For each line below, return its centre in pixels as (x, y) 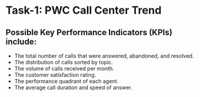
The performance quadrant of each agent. (66, 81)
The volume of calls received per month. (64, 68)
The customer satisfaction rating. (55, 75)
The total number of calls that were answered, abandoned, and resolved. (104, 56)
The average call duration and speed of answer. (73, 87)
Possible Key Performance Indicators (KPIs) (89, 32)
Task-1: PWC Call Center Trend (84, 10)
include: (21, 41)
